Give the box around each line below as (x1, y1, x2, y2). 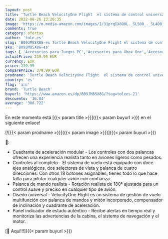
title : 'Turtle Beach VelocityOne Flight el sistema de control (5, 12, 144, 17)
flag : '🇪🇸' (5, 82, 30, 87)
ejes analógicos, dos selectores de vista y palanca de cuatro (12, 165, 137, 171)
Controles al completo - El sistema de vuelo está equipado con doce (12, 160, 153, 166)
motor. (12, 218, 26, 224)
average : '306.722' (5, 101, 46, 106)
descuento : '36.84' (5, 96, 46, 101)
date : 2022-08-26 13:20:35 (5, 17, 61, 22)
